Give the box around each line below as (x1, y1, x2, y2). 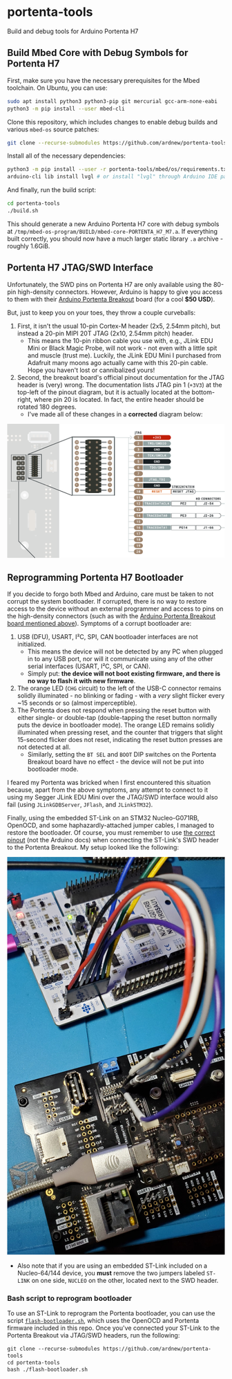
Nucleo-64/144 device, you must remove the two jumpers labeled (17, 1269, 205, 1277)
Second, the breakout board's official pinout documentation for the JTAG (17, 373, 224, 381)
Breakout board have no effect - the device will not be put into (27, 758, 204, 766)
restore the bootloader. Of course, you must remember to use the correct (7, 829, 215, 837)
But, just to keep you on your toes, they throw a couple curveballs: (7, 308, 196, 317)
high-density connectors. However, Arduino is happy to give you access (17, 288, 223, 296)
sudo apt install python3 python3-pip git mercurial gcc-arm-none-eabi (7, 98, 217, 104)
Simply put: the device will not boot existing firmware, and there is (27, 669, 221, 678)
